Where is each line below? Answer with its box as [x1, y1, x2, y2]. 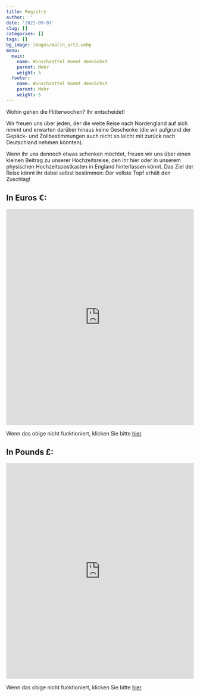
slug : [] [6, 25, 28, 32]
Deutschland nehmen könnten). [6, 138, 83, 146]
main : [11, 53, 26, 59]
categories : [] [6, 31, 44, 37]
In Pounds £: [6, 447, 54, 457]
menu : [6, 48, 20, 54]
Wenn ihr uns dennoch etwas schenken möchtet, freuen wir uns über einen [6, 150, 191, 157]
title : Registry [6, 8, 46, 15]
